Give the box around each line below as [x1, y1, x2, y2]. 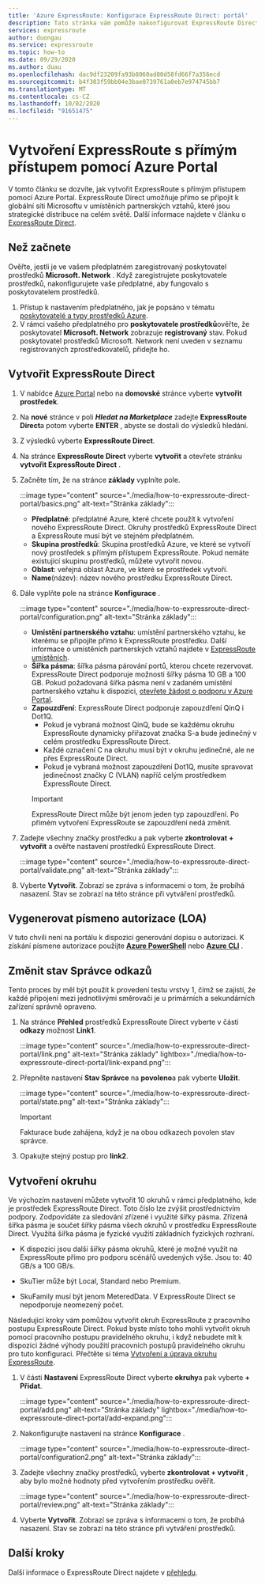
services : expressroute [8, 26, 87, 34]
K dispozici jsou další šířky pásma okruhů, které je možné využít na [19, 1244, 238, 1253]
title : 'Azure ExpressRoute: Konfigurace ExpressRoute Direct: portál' [8, 11, 248, 20]
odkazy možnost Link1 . [19, 1026, 96, 1035]
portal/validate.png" [19, 865, 85, 874]
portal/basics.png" [19, 499, 80, 508]
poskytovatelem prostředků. [8, 286, 100, 297]
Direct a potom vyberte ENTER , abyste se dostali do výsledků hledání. [19, 420, 248, 430]
